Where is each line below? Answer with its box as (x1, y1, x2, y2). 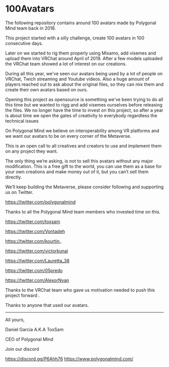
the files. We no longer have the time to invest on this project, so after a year (5, 107, 163, 113)
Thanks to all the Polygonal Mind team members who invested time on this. (5, 208, 161, 215)
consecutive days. (5, 40, 43, 46)
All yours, (5, 317, 25, 323)
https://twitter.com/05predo (5, 267, 63, 273)
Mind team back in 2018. (5, 25, 56, 31)
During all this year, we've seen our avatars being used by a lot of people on (5, 70, 163, 76)
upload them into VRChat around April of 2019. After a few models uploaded (5, 55, 163, 61)
